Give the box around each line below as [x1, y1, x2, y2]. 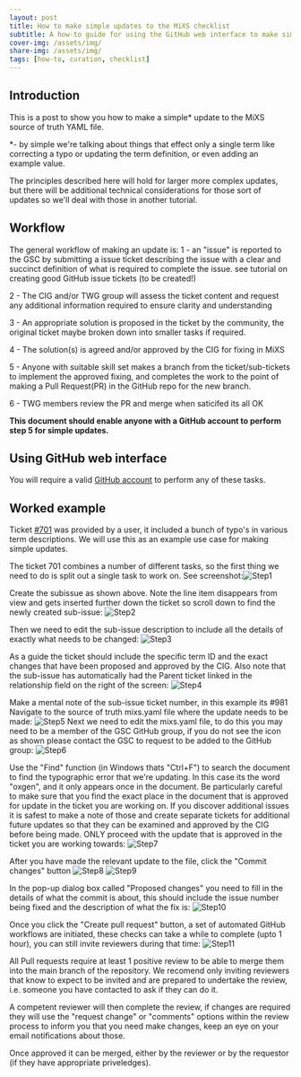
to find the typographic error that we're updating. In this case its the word [9, 772, 280, 783]
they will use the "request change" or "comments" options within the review [9, 1011, 289, 1022]
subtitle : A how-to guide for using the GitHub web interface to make [9, 30, 279, 39]
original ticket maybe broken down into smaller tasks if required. [9, 327, 246, 337]
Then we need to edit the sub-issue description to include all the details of [9, 625, 284, 635]
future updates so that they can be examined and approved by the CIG [9, 819, 270, 830]
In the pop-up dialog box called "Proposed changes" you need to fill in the [9, 883, 284, 894]
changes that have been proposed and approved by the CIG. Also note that [9, 661, 287, 671]
